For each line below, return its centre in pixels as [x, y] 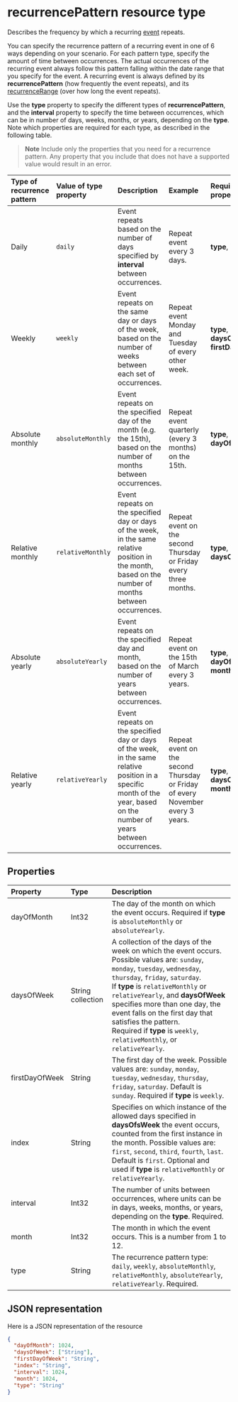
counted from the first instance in [167, 1133]
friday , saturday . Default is [157, 1086]
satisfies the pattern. [146, 1022]
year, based [137, 802]
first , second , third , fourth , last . [168, 1151]
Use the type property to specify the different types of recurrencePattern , [117, 104]
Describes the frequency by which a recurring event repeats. [96, 32]
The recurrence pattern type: [160, 1257]
